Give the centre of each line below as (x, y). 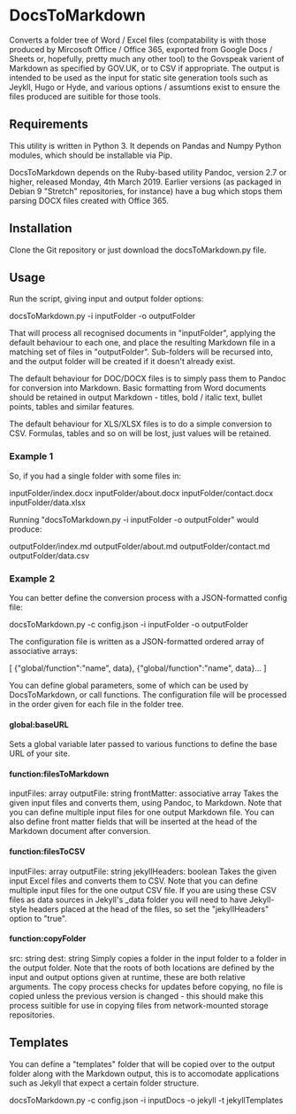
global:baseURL (39, 724)
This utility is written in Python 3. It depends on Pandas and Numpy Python (145, 145)
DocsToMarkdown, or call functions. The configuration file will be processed (148, 694)
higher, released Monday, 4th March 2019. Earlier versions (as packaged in (145, 182)
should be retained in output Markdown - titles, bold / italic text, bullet (136, 397)
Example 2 (32, 579)
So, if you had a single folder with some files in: (95, 476)
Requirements (49, 125)
